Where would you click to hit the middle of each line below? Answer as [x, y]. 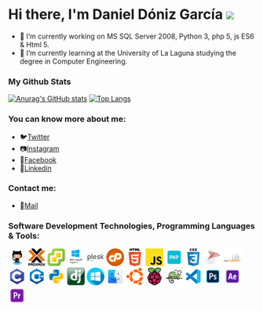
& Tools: [24, 236]
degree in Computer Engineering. [73, 61]
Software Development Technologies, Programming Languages [131, 225]
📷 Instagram [39, 148]
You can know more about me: [67, 119]
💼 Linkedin [36, 168]
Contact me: [32, 188]
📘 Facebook [38, 159]
